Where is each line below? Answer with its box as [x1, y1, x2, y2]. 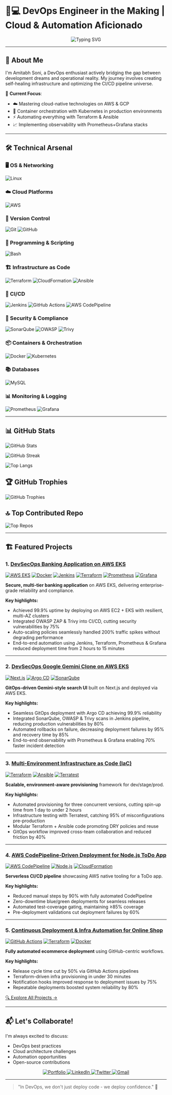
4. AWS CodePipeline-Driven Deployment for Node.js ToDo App [5, 851, 166, 859]
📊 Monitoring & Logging [5, 392, 67, 400]
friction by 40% [12, 834, 46, 840]
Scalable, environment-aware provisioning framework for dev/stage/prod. [5, 781, 164, 787]
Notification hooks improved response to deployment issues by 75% [12, 979, 157, 985]
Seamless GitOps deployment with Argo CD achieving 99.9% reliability [12, 710, 162, 716]
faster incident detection [12, 742, 65, 749]
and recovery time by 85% [12, 731, 69, 738]
